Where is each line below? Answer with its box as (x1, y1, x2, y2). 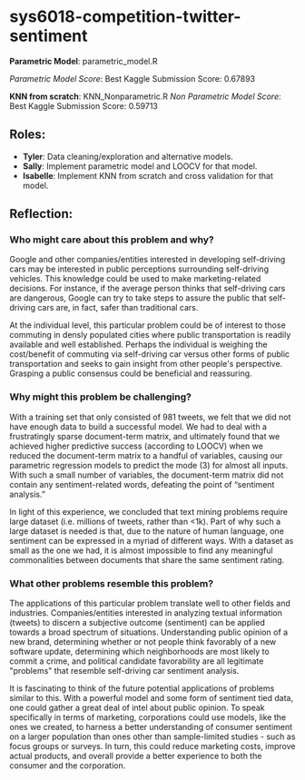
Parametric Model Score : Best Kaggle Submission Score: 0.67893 (9, 73, 256, 84)
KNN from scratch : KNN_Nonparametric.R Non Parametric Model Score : (9, 91, 281, 102)
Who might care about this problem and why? (9, 233, 215, 246)
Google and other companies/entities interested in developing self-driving (9, 254, 286, 265)
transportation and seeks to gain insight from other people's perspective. (9, 359, 283, 370)
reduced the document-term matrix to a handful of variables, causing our (9, 449, 283, 460)
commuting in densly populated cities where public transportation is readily (9, 330, 291, 341)
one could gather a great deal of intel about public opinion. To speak (9, 702, 265, 714)
